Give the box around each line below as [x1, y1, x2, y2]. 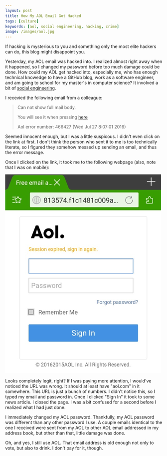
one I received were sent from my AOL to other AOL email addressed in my [5, 425, 159, 431]
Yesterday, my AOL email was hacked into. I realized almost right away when [5, 58, 163, 64]
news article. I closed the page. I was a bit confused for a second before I [5, 399, 157, 405]
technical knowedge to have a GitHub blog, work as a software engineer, [5, 74, 155, 80]
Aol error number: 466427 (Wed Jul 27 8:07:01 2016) [17, 124, 126, 130]
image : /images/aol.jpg [5, 29, 55, 34]
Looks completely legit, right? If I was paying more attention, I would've [5, 378, 152, 384]
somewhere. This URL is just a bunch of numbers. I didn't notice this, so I [5, 388, 156, 394]
